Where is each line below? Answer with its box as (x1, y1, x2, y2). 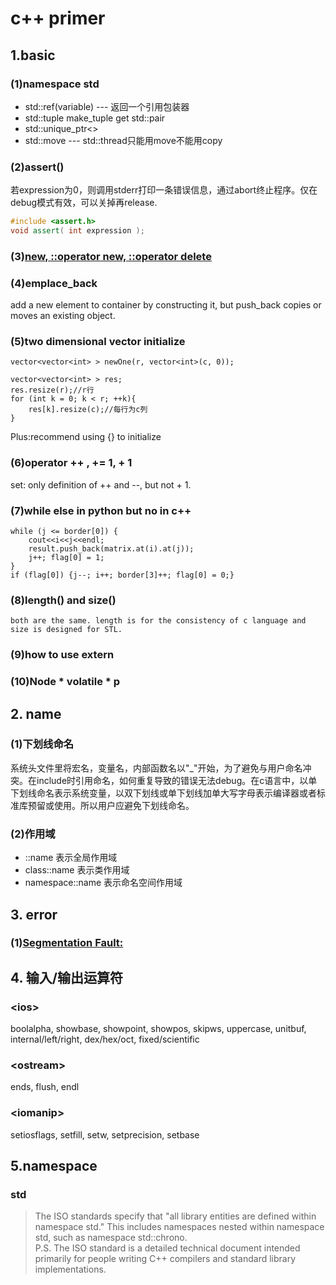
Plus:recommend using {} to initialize (10, 431, 162, 443)
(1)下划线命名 (10, 737, 75, 751)
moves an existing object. (10, 310, 116, 322)
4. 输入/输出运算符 (10, 969, 123, 986)
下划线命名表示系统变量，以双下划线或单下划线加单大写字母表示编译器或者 (10, 787, 317, 799)
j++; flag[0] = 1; (28, 553, 105, 563)
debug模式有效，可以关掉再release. (10, 197, 158, 209)
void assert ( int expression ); (10, 226, 145, 236)
